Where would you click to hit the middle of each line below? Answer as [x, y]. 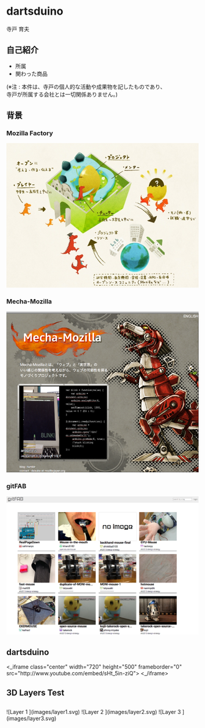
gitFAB [16, 486]
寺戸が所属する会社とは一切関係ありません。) [62, 94]
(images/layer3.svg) [31, 719]
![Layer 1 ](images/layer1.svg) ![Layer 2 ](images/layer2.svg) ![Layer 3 [94, 712]
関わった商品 [31, 73]
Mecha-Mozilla [29, 302]
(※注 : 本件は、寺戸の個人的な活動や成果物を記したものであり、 [86, 86]
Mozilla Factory [30, 133]
